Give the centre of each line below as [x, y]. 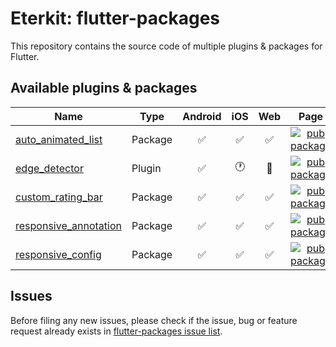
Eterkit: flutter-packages [115, 18]
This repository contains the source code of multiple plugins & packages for [166, 46]
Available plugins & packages [104, 88]
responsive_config [58, 254]
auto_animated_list [59, 139]
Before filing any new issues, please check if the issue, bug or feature [154, 320]
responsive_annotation [68, 225]
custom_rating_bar [59, 197]
